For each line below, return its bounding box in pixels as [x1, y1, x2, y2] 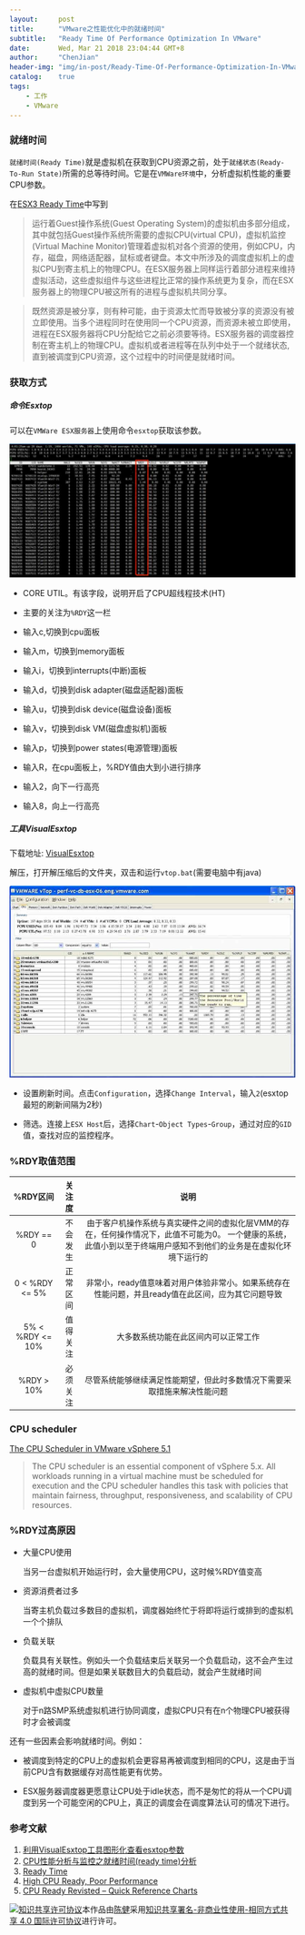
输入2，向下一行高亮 [22, 781, 100, 792]
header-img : [9, 63, 54, 72]
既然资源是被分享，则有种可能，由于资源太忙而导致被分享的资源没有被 [31, 305, 295, 316]
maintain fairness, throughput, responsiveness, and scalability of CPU [31, 1490, 293, 1501]
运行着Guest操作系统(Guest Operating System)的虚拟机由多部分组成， [31, 218, 295, 228]
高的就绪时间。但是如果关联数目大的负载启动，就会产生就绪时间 [22, 1666, 261, 1677]
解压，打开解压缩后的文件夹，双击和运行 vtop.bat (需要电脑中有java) [9, 867, 262, 878]
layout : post [9, 15, 75, 24]
